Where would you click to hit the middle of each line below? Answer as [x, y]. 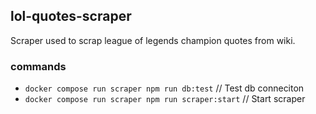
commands [38, 66]
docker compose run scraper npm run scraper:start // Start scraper [165, 99]
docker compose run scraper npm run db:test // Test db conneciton [164, 88]
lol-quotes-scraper [71, 16]
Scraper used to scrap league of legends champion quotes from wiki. [153, 40]
